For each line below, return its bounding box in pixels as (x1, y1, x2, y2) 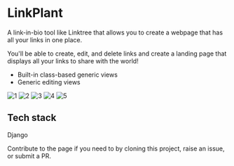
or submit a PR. (7, 151, 51, 160)
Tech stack (7, 112, 57, 124)
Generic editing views (17, 77, 81, 86)
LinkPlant (7, 5, 63, 21)
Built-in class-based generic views (17, 70, 118, 79)
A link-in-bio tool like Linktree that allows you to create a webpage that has (7, 28, 223, 37)
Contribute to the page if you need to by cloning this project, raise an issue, (7, 144, 226, 153)
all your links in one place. (7, 35, 83, 44)
